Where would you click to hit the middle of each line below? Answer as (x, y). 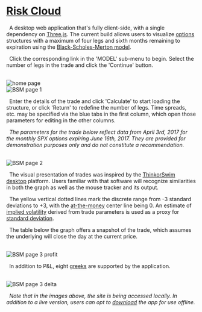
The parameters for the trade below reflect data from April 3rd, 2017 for (98, 132)
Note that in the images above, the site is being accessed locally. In (93, 296)
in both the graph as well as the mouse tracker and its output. (82, 187)
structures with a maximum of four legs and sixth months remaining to (93, 40)
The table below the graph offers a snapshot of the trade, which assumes (100, 229)
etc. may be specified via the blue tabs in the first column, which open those (101, 114)
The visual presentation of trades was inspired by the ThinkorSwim (92, 174)
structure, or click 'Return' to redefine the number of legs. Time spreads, (96, 107)
